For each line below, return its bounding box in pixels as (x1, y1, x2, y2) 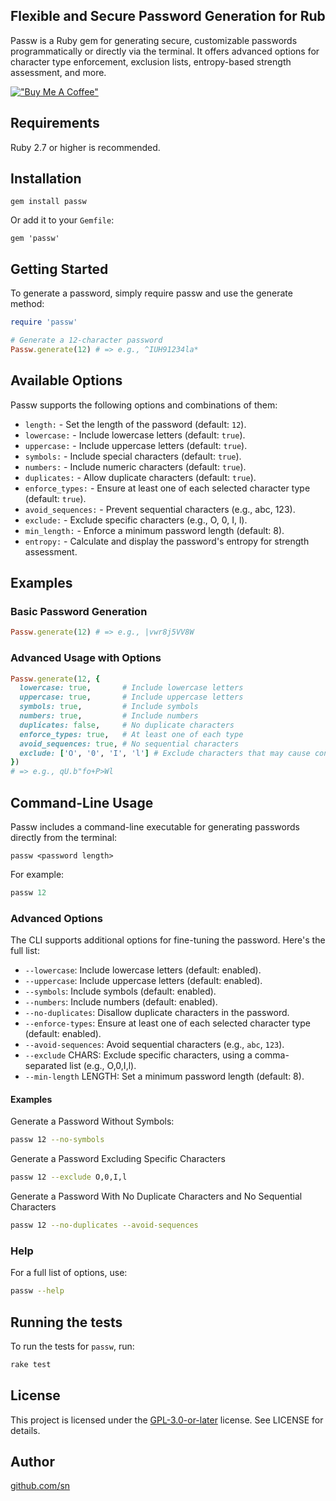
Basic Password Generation (10, 605, 148, 618)
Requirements (10, 115, 100, 132)
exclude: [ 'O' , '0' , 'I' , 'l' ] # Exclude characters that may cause (19, 748, 311, 758)
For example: (10, 868, 65, 880)
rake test (10, 1359, 52, 1369)
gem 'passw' (10, 234, 60, 244)
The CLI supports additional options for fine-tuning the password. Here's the (10, 934, 326, 946)
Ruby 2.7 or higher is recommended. (10, 141, 161, 153)
